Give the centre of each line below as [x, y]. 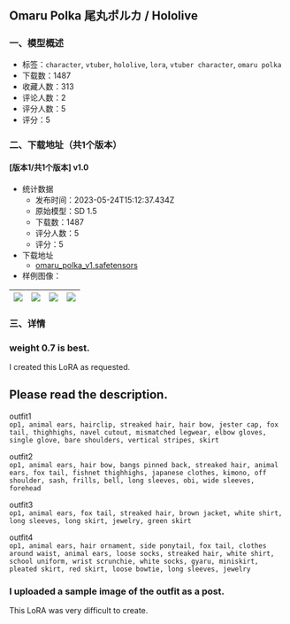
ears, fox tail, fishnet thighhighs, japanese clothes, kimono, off [138, 473]
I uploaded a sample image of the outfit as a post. [117, 591]
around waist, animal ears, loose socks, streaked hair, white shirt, [142, 553]
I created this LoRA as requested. [70, 367]
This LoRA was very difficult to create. [79, 611]
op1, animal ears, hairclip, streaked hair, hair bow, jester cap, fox [144, 424]
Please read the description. [88, 395]
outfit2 [21, 456]
